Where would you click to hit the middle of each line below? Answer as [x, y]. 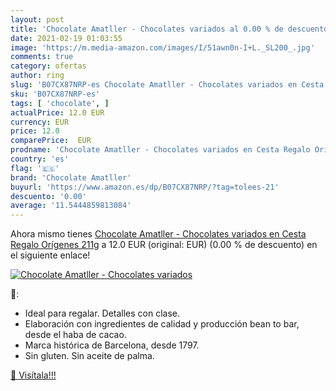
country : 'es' [40, 159]
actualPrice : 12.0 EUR [57, 112]
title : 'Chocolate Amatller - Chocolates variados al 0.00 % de [147, 29]
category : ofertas [48, 66]
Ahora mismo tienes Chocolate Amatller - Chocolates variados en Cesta [158, 234]
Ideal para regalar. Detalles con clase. [102, 313]
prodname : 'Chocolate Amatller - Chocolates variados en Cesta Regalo [160, 150]
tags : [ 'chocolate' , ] [60, 103]
